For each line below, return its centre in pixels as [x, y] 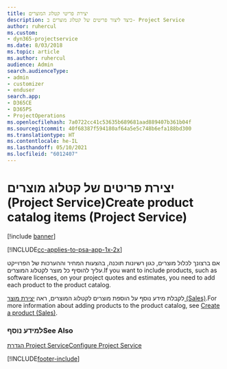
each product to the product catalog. [59, 284]
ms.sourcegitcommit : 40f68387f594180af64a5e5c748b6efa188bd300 [99, 128]
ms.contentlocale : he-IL [43, 142]
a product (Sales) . [33, 313]
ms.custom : [23, 33]
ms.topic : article [33, 52]
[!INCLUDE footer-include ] [44, 359]
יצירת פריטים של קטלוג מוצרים [91, 188]
